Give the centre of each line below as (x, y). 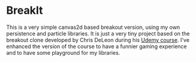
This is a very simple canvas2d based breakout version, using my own (93, 27)
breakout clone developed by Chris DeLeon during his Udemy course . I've (98, 40)
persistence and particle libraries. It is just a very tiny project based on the (98, 33)
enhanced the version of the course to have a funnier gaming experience (97, 46)
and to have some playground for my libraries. (63, 52)
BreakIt (25, 11)
